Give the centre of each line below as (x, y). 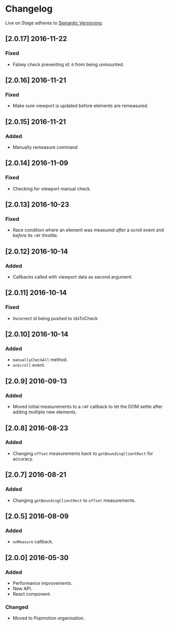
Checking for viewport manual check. (52, 189)
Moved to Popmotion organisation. (49, 618)
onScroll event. (29, 365)
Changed (17, 607)
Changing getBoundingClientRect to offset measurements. (74, 500)
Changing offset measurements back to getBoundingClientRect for (83, 453)
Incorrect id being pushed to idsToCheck (55, 318)
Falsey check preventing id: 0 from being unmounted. (68, 64)
